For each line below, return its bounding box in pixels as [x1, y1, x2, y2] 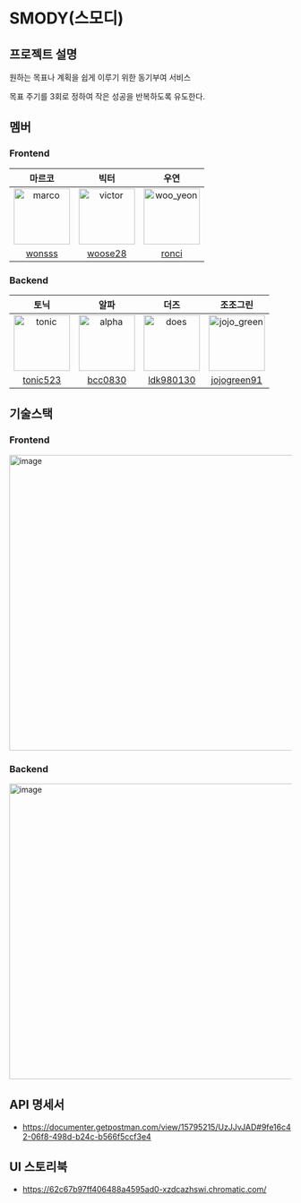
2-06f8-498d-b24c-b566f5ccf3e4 [21, 1130, 152, 1142]
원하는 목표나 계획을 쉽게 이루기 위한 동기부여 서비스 [9, 73, 191, 82]
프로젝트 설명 [9, 47, 78, 62]
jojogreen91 [211, 374, 262, 386]
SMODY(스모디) [9, 8, 124, 29]
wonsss [25, 247, 58, 260]
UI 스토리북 [9, 1159, 68, 1174]
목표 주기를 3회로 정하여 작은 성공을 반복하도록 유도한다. [9, 91, 206, 101]
